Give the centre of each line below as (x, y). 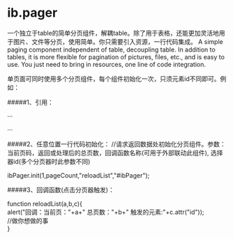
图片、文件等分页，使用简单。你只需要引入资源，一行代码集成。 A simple (118, 41)
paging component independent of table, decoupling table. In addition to (112, 49)
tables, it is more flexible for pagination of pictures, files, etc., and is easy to (116, 56)
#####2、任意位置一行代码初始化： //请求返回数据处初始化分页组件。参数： (116, 144)
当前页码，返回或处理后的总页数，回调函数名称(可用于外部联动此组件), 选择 (115, 153)
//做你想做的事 (28, 220)
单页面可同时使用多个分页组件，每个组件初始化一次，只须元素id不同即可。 (114, 79)
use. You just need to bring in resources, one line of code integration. (107, 64)
